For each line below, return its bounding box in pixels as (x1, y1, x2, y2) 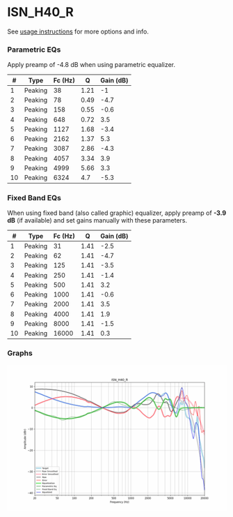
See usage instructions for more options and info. (7, 27, 150, 36)
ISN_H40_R (7, 4, 74, 20)
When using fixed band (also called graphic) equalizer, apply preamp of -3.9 (7, 209, 227, 217)
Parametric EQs (7, 45, 61, 54)
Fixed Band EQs (7, 193, 61, 202)
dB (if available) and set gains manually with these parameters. (7, 216, 188, 225)
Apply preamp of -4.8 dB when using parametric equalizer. (7, 61, 176, 69)
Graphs (7, 348, 33, 358)
